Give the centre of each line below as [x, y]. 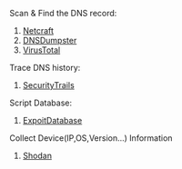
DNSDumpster [50, 40]
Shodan [37, 155]
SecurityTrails [48, 85]
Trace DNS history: [45, 68]
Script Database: [41, 103]
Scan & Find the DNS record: [63, 13]
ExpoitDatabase [52, 120]
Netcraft [38, 30]
